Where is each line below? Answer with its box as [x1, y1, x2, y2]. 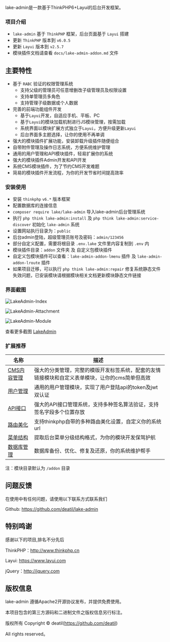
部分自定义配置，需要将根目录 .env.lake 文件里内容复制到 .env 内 [12, 240, 149, 247]
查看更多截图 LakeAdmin [5, 328, 57, 334]
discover [12, 223, 31, 228]
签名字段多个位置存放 [34, 409, 85, 415]
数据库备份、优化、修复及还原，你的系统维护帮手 [34, 447, 151, 454]
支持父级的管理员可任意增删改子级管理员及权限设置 [20, 87, 127, 93]
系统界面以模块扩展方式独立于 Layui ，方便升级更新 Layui [20, 125, 137, 131]
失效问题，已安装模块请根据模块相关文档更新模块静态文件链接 [12, 272, 142, 279]
